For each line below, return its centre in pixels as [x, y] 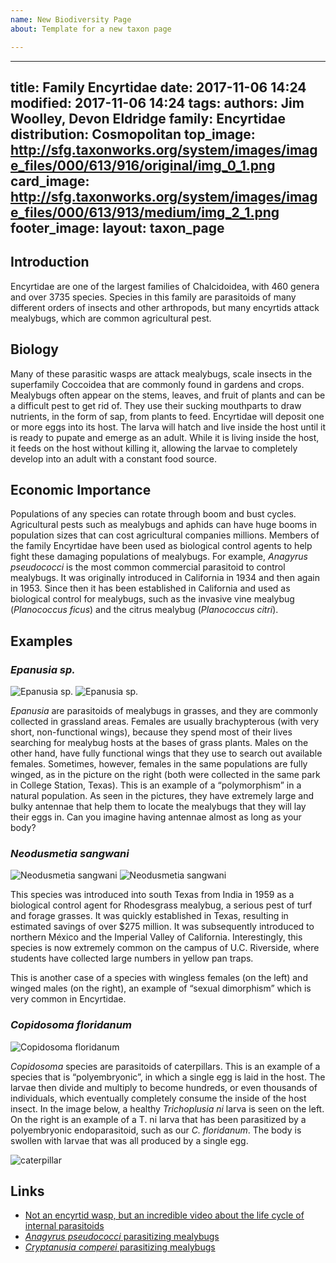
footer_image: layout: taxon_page [117, 227]
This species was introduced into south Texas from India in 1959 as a [152, 895]
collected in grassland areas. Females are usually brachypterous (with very [165, 722]
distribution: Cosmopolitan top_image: [133, 134]
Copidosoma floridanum [71, 1025]
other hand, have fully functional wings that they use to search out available [166, 753]
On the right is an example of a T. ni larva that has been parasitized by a [158, 1119]
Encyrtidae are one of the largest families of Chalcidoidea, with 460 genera [165, 286]
